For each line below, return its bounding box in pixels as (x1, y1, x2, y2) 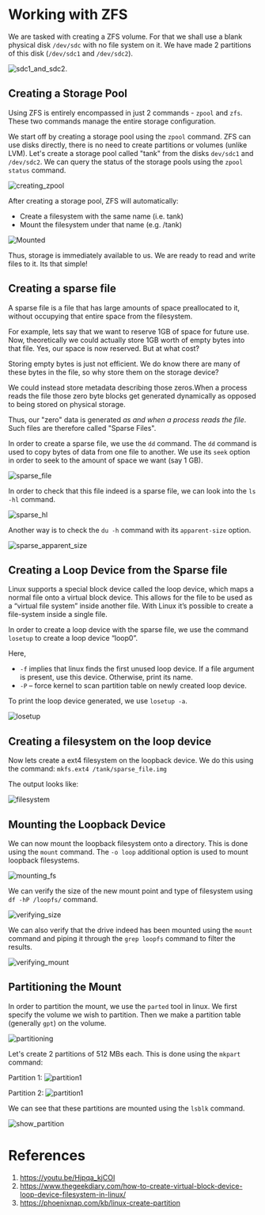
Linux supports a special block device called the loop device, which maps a (8, 585, 255, 594)
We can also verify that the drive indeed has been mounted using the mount (8, 925, 253, 935)
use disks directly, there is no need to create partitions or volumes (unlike (8, 140, 248, 150)
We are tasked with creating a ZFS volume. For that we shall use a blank (8, 32, 243, 41)
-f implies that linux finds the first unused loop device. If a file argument (19, 664, 255, 674)
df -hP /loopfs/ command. (8, 895, 98, 904)
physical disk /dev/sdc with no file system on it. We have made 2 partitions (8, 40, 252, 49)
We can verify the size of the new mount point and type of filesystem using (8, 886, 253, 896)
